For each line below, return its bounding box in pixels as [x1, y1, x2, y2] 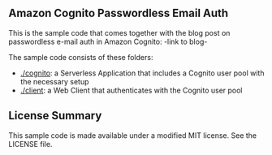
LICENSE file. [8, 139, 53, 149]
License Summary [8, 109, 102, 123]
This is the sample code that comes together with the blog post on [8, 28, 231, 37]
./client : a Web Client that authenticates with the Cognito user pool [19, 85, 243, 95]
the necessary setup [19, 76, 89, 86]
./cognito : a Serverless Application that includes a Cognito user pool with [19, 68, 265, 78]
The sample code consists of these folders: [8, 52, 153, 62]
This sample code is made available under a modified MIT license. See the [8, 130, 257, 140]
